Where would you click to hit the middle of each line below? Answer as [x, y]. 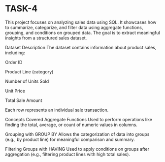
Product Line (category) [29, 71]
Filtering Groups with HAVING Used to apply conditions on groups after [77, 149]
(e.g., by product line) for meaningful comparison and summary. [70, 139]
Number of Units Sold [27, 81]
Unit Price [15, 91]
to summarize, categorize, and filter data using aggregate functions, [74, 27]
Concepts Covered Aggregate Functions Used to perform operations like [79, 119]
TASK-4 [21, 9]
